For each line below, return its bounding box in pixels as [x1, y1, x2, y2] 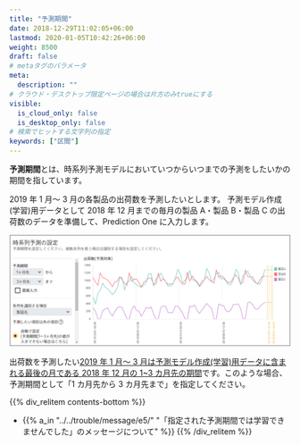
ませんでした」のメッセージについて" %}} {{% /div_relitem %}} [21, 426, 253, 437]
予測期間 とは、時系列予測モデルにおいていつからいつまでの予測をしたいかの [9, 164, 291, 174]
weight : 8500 [9, 43, 58, 52]
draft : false [9, 52, 58, 62]
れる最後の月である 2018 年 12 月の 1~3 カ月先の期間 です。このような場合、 [9, 367, 287, 379]
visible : [9, 99, 42, 108]
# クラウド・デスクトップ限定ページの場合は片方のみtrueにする [9, 89, 212, 98]
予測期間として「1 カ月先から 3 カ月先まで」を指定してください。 [9, 379, 250, 390]
